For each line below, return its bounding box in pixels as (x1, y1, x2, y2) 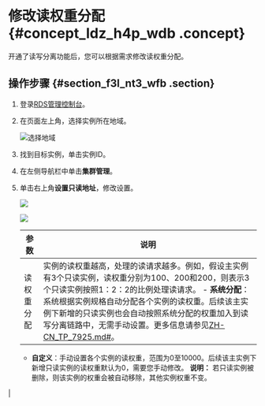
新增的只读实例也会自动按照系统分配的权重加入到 (58, 307, 241, 318)
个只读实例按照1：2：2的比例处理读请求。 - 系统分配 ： (43, 284, 250, 295)
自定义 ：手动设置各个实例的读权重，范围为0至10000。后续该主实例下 (31, 352, 257, 363)
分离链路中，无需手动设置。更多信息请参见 (50, 319, 209, 330)
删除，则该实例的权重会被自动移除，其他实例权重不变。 (31, 372, 211, 382)
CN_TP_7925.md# (43, 331, 112, 342)
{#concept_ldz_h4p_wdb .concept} (8, 24, 246, 43)
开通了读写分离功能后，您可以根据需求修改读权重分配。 (8, 51, 188, 61)
